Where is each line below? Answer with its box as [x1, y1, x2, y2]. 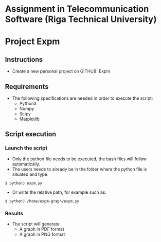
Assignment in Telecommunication [5, 3, 149, 15]
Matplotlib [19, 116, 40, 122]
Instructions [5, 55, 43, 64]
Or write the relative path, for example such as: [12, 189, 107, 195]
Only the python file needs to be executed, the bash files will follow [12, 156, 147, 162]
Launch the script [5, 145, 48, 151]
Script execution [5, 130, 56, 138]
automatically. [12, 161, 40, 167]
